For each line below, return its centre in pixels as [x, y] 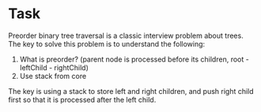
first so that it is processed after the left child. [82, 99]
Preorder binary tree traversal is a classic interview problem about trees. [126, 35]
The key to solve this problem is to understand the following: [107, 43]
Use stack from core [53, 76]
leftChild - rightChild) [54, 67]
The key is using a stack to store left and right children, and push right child [131, 91]
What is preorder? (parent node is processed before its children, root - [134, 59]
